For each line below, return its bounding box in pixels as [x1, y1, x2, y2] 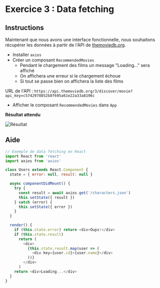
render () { [9, 222, 32, 228]
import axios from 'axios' [5, 158, 61, 163]
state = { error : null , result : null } [9, 172, 93, 177]
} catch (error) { [14, 199, 52, 204]
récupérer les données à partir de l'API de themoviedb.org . [5, 42, 126, 48]
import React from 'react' [5, 153, 61, 158]
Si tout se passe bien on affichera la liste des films [19, 78, 123, 84]
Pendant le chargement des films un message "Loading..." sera [19, 62, 150, 68]
